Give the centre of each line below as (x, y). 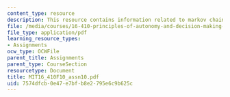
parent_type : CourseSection (47, 64)
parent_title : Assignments (46, 58)
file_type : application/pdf (47, 32)
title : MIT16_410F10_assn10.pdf (53, 77)
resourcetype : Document (41, 70)
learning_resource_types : (44, 39)
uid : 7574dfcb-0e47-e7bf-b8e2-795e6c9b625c (70, 83)
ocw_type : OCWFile (33, 52)
